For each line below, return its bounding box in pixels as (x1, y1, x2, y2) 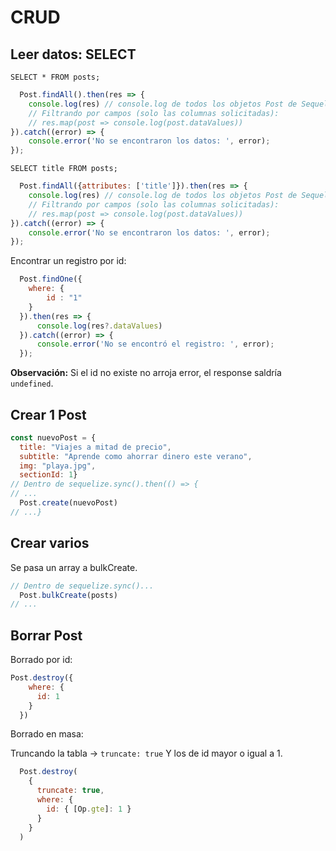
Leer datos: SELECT (10, 46, 137, 63)
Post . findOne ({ (19, 274, 83, 285)
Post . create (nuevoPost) (19, 498, 118, 508)
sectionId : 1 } (19, 470, 78, 480)
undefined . (10, 377, 54, 390)
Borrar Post (10, 627, 83, 644)
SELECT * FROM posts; (10, 72, 101, 82)
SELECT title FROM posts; (10, 164, 118, 174)
